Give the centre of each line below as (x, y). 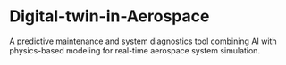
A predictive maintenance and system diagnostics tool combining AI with (143, 41)
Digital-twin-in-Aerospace (109, 16)
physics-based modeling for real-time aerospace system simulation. (135, 50)
